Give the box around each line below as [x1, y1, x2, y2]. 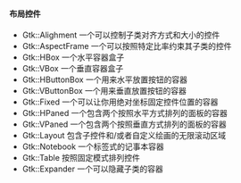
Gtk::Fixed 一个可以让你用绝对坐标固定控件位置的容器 [21, 96, 219, 107]
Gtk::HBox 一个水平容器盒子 [21, 52, 125, 62]
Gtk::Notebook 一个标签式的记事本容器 [21, 141, 165, 152]
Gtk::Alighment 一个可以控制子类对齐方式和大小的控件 [21, 29, 220, 40]
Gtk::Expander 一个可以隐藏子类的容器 [21, 163, 163, 174]
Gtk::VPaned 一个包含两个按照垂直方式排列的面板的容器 [21, 119, 228, 129]
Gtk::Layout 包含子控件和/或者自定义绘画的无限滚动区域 [21, 130, 226, 141]
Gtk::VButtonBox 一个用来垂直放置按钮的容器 [21, 86, 187, 96]
